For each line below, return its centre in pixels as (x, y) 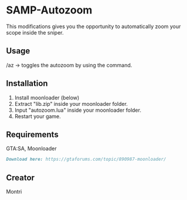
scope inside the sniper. (35, 32)
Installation (27, 83)
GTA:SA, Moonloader (31, 149)
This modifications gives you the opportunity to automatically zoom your (93, 26)
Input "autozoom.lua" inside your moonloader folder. (78, 110)
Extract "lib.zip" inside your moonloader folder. (71, 104)
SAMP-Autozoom (49, 10)
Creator (21, 177)
